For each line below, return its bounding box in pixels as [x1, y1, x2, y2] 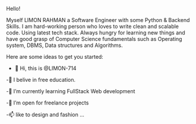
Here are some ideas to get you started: [6, 53, 104, 60]
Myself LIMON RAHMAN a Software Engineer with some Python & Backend [6, 17, 190, 23]
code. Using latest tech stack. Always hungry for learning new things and [6, 29, 185, 36]
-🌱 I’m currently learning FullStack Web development [6, 88, 135, 94]
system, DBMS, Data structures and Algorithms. [6, 42, 123, 49]
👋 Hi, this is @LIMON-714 [14, 65, 77, 72]
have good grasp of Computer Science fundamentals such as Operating [6, 36, 182, 42]
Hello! [6, 5, 21, 12]
